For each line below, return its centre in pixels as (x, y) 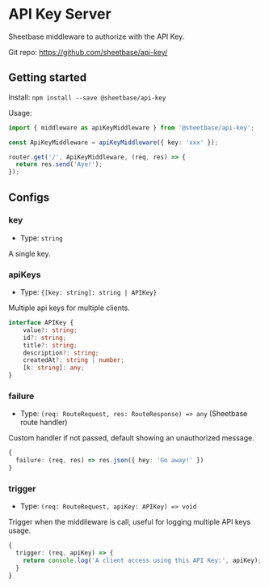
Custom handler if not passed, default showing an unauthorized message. (131, 438)
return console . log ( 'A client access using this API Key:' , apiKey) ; (143, 561)
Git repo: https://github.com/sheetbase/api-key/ (88, 52)
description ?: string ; (61, 353)
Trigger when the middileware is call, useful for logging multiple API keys (130, 522)
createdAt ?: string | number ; (74, 360)
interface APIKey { (41, 323)
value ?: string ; (50, 330)
